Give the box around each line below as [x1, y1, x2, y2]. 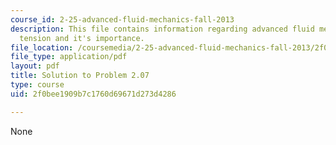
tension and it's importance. [19, 33, 145, 43]
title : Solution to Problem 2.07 [10, 71, 150, 81]
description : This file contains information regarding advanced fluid [10, 24, 315, 34]
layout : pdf [10, 61, 60, 71]
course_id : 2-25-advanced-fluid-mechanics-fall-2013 [10, 14, 235, 25]
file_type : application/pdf [10, 52, 128, 62]
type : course [10, 80, 65, 90]
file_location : [10, 42, 74, 53]
